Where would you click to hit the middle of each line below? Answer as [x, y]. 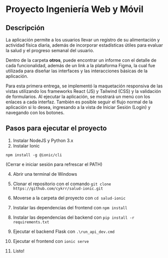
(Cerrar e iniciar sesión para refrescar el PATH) [54, 164]
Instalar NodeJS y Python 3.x [43, 140]
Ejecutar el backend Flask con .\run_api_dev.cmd [64, 231]
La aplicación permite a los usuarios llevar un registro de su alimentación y [83, 40]
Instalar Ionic [26, 146]
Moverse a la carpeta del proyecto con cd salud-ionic [69, 198]
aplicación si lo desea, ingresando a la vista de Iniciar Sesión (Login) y [78, 107]
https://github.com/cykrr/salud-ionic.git [58, 188]
